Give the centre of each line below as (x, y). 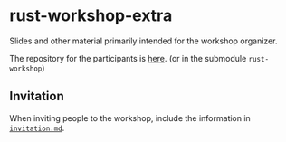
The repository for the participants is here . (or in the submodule (128, 58)
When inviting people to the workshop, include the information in (130, 118)
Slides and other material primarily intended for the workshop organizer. (143, 41)
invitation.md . (37, 128)
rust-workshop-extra (91, 16)
